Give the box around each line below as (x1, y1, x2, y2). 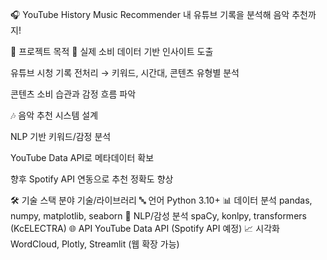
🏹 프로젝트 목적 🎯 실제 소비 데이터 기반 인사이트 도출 (10, 46, 214, 57)
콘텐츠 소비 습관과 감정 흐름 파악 (10, 88, 137, 100)
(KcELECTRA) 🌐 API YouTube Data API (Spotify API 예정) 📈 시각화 (10, 223, 280, 234)
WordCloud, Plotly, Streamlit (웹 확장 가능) (10, 238, 180, 250)
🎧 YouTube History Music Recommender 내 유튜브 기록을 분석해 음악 (10, 9, 290, 20)
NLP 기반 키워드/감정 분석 (10, 131, 112, 142)
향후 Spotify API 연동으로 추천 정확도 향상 (10, 173, 174, 185)
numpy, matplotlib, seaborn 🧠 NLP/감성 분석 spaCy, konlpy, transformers (10, 210, 307, 222)
